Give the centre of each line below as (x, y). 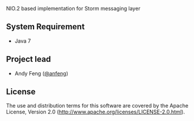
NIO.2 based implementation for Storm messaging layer (73, 8)
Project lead (29, 59)
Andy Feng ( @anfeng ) (41, 73)
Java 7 (23, 41)
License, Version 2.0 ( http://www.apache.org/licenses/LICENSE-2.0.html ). (96, 112)
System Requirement (46, 27)
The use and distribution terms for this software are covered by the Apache (97, 106)
